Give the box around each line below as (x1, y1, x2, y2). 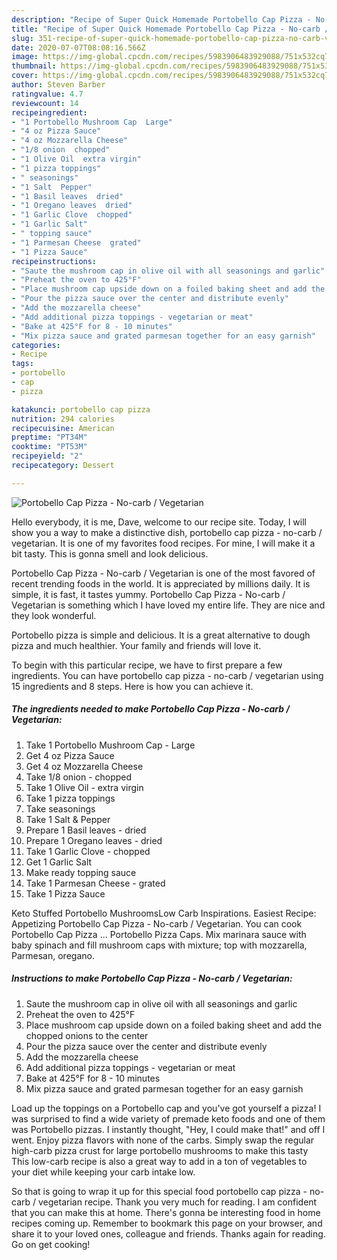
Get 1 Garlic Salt (25, 856, 93, 868)
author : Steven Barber (11, 80, 106, 90)
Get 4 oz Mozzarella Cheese (25, 760, 144, 772)
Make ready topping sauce (25, 866, 137, 878)
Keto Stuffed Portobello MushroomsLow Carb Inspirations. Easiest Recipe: (11, 907, 317, 919)
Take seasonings (25, 802, 96, 815)
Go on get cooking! (11, 1238, 91, 1250)
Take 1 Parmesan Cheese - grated (25, 877, 166, 889)
